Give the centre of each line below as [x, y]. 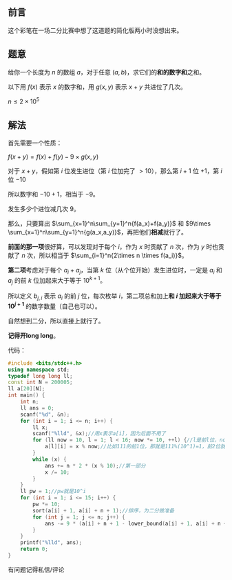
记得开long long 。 [34, 335]
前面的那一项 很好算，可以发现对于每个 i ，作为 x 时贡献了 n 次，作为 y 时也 [113, 247]
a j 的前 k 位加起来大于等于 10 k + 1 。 [57, 280]
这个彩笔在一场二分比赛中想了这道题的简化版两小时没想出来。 [95, 30]
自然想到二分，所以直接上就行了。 [56, 321]
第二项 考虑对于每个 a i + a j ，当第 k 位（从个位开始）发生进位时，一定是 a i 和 [115, 271]
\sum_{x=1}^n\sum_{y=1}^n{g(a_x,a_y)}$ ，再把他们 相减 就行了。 [98, 232]
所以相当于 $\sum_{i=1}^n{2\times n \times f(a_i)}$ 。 [113, 256]
